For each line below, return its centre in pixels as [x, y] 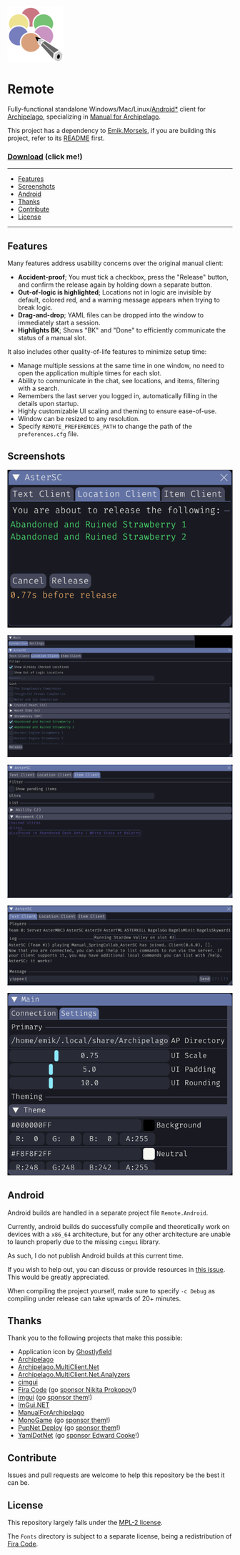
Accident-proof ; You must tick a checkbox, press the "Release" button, [123, 277]
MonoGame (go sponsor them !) [64, 1420]
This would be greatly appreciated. [59, 1277]
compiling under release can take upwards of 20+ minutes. [94, 1298]
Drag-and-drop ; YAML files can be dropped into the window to [111, 315]
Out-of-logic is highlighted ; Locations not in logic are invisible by [114, 292]
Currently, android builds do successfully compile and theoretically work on [119, 1226]
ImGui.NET [34, 1405]
